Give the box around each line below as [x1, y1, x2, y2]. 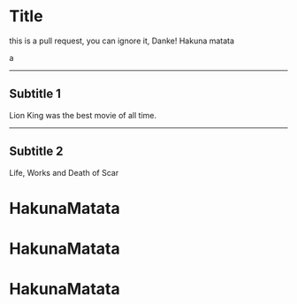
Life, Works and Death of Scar [9, 167, 119, 178]
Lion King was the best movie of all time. [9, 110, 157, 120]
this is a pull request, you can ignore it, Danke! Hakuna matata [9, 35, 235, 46]
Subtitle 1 [9, 87, 62, 102]
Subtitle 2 [9, 144, 64, 159]
